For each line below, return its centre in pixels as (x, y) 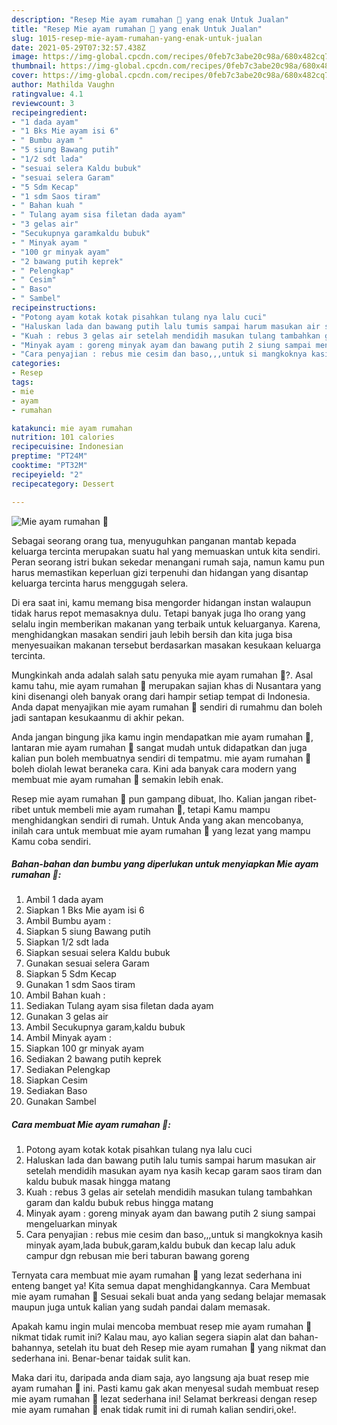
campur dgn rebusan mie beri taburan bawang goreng (137, 1256)
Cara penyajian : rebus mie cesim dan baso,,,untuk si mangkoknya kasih (174, 1235)
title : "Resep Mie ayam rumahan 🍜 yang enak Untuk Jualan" (137, 29)
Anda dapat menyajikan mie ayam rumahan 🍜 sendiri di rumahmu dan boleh (167, 707)
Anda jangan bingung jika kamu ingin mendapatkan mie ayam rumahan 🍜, (162, 737)
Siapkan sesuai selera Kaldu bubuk (98, 953)
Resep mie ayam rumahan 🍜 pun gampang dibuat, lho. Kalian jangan (152, 798)
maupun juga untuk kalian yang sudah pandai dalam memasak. (141, 1307)
